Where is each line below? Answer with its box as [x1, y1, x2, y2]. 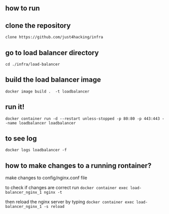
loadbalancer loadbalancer [18, 120, 76, 125]
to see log [5, 134, 37, 143]
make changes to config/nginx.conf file [5, 175, 87, 181]
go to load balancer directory [5, 48, 99, 57]
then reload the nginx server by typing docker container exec [5, 199, 134, 205]
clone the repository [5, 21, 71, 30]
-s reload [44, 204, 65, 209]
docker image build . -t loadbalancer [5, 89, 90, 94]
